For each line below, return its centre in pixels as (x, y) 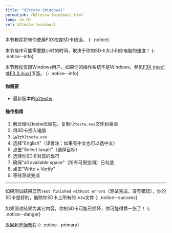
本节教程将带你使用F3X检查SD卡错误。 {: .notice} (57, 40)
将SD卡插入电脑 (29, 130)
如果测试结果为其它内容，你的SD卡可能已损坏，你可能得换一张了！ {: (78, 208)
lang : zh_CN (18, 20)
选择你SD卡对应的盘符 (36, 156)
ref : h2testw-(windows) (31, 24)
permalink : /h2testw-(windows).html (44, 15)
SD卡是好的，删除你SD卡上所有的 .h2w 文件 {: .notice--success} (71, 197)
